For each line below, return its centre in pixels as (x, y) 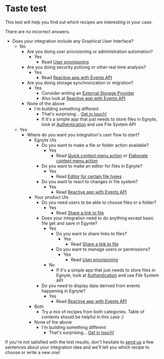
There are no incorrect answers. (38, 31)
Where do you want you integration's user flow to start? (83, 135)
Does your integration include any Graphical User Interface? (73, 41)
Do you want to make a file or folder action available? (95, 145)
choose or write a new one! (33, 352)
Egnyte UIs (45, 140)
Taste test (26, 9)
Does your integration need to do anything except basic (98, 218)
